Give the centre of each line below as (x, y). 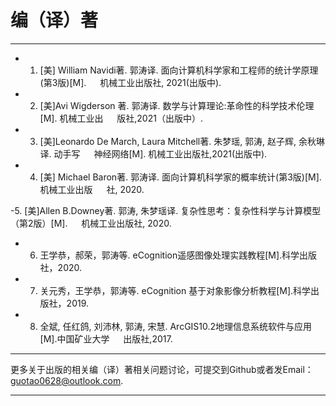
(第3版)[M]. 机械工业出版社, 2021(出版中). (130, 82)
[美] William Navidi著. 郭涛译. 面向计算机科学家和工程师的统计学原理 (179, 70)
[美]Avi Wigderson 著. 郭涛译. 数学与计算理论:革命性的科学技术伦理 (177, 105)
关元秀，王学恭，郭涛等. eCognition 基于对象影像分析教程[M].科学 (175, 290)
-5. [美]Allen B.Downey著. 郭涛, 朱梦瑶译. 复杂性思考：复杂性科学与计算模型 (166, 210)
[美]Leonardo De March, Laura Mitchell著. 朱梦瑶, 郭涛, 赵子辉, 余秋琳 (182, 141)
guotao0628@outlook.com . (67, 380)
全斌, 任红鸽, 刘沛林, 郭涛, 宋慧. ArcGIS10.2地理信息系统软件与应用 (176, 326)
